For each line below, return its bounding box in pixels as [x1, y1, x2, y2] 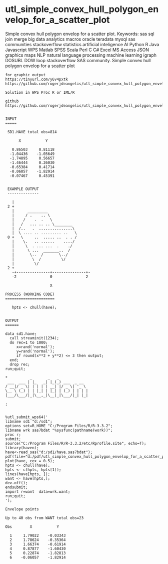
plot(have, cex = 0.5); [5, 458, 55, 463]
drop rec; [9, 362, 30, 367]
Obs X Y [5, 524, 59, 529]
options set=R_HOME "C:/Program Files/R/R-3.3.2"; [5, 423, 113, 428]
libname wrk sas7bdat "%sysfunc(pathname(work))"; [5, 428, 113, 433]
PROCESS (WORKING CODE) [5, 292, 55, 297]
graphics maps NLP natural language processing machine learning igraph [5, 52, 156, 58]
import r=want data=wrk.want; [5, 489, 70, 494]
